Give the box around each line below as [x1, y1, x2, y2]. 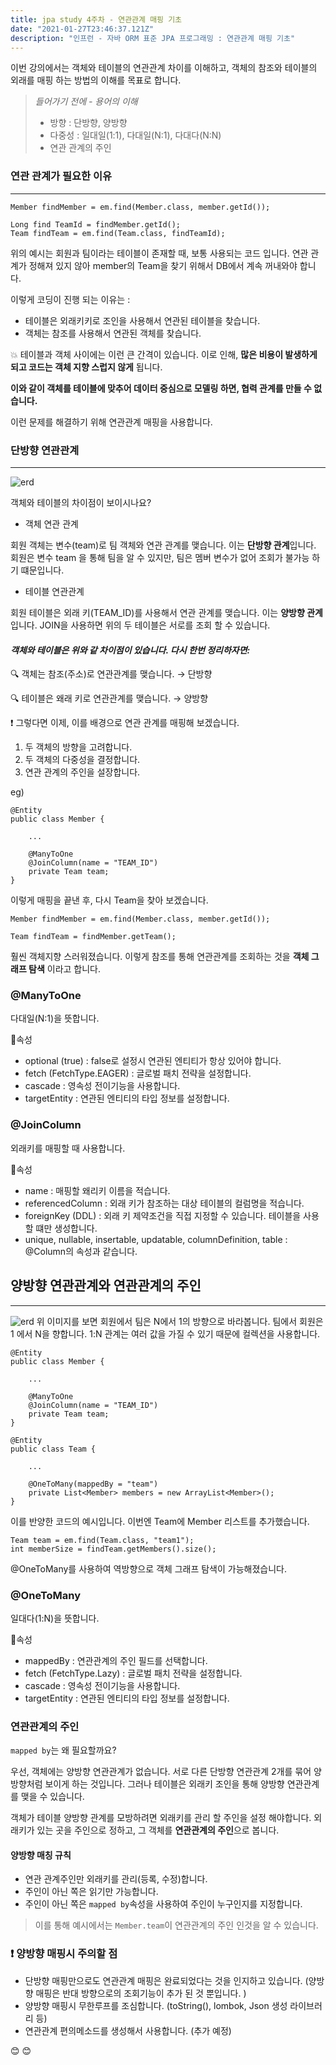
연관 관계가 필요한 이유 [10, 169, 113, 183]
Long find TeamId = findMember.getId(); [10, 219, 182, 230]
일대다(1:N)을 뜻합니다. [10, 1612, 100, 1624]
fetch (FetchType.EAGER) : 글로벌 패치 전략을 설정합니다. [24, 1067, 252, 1080]
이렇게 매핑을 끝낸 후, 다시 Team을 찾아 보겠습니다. [10, 894, 209, 906]
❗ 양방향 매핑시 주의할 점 [10, 1947, 118, 1961]
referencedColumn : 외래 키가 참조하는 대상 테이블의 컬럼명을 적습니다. [24, 1197, 305, 1209]
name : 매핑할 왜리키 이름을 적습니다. [24, 1184, 171, 1196]
